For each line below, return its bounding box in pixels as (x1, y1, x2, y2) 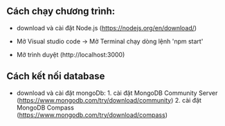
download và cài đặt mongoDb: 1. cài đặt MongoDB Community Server (16, 89, 218, 97)
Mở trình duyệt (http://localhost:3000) (16, 50, 125, 59)
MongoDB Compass (16, 103, 74, 112)
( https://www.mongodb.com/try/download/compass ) (16, 110, 168, 119)
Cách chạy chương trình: (6, 6, 116, 17)
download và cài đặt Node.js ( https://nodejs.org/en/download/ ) (16, 23, 197, 32)
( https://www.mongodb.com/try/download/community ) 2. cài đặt (16, 96, 202, 104)
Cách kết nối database (6, 70, 105, 82)
